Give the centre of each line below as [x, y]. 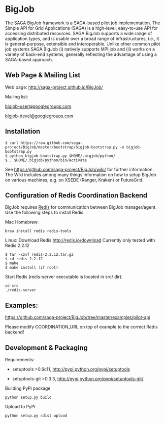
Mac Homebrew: [22, 222]
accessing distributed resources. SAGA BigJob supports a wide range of [79, 33]
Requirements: [20, 359]
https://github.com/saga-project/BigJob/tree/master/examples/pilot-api [78, 317]
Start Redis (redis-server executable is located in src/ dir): [64, 277]
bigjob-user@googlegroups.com [38, 106]
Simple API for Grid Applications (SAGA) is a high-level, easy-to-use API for [82, 28]
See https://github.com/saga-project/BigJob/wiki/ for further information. [80, 169]
